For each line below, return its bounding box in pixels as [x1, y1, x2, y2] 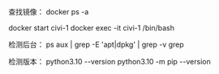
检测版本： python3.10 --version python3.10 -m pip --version [8, 57, 211, 66]
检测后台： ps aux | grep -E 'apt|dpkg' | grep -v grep [8, 39, 184, 49]
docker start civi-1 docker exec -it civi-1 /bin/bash [8, 23, 174, 32]
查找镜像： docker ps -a [8, 7, 89, 16]
